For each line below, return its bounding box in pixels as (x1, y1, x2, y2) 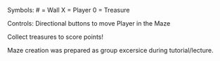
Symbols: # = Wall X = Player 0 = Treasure (7, 6, 130, 14)
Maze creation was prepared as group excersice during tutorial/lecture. (7, 46, 214, 54)
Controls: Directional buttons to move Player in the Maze (7, 19, 171, 27)
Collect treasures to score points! (7, 33, 104, 41)
